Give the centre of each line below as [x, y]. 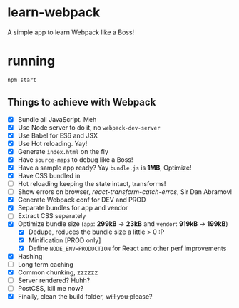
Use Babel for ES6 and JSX [58, 135]
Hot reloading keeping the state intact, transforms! [92, 184]
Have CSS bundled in [49, 176]
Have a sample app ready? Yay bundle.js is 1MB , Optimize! [105, 168]
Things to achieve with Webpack [82, 102]
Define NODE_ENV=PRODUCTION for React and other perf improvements [127, 248]
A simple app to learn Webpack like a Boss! [71, 32]
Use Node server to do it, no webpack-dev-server [89, 127]
